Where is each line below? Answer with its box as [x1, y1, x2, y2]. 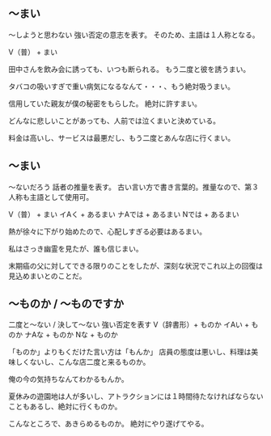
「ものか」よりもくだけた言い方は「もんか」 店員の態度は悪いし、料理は [8, 347, 252, 357]
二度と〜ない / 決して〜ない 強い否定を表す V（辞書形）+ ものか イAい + [8, 320, 250, 329]
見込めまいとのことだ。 [8, 271, 87, 281]
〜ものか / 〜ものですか [8, 297, 125, 311]
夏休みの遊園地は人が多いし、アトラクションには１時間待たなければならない [8, 392, 264, 401]
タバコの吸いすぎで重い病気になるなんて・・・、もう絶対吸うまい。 [8, 81, 235, 91]
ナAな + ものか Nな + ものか [23, 330, 119, 340]
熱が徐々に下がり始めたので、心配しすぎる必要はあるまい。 [8, 226, 207, 236]
